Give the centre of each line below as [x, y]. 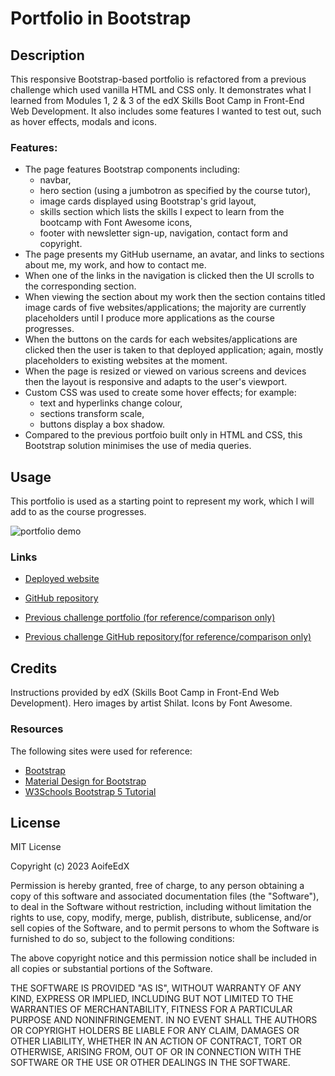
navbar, [55, 180]
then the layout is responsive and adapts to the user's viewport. [156, 382]
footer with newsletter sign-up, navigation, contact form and [163, 233]
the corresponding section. [80, 286]
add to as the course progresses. [78, 512]
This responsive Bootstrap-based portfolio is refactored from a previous [158, 79]
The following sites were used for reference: [101, 751]
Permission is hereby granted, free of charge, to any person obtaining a [157, 886]
